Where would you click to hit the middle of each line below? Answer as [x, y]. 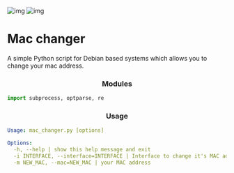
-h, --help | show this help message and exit [82, 150]
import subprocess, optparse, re [56, 98]
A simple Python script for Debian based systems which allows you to [107, 58]
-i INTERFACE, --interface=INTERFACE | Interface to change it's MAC [116, 156]
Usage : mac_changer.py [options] [56, 130]
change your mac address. [46, 66]
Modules [117, 84]
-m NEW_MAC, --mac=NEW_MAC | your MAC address [82, 163]
